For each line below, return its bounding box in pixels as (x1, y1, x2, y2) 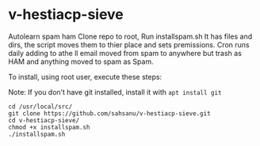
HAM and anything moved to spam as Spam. (8, 57, 154, 66)
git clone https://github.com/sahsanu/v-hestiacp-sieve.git (8, 109, 212, 118)
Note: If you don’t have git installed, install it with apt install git (8, 87, 222, 96)
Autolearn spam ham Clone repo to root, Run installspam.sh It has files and (8, 32, 252, 41)
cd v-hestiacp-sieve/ (8, 116, 80, 124)
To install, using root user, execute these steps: (8, 72, 162, 81)
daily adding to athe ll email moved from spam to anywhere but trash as (8, 48, 242, 58)
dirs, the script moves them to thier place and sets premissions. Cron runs (8, 39, 250, 49)
